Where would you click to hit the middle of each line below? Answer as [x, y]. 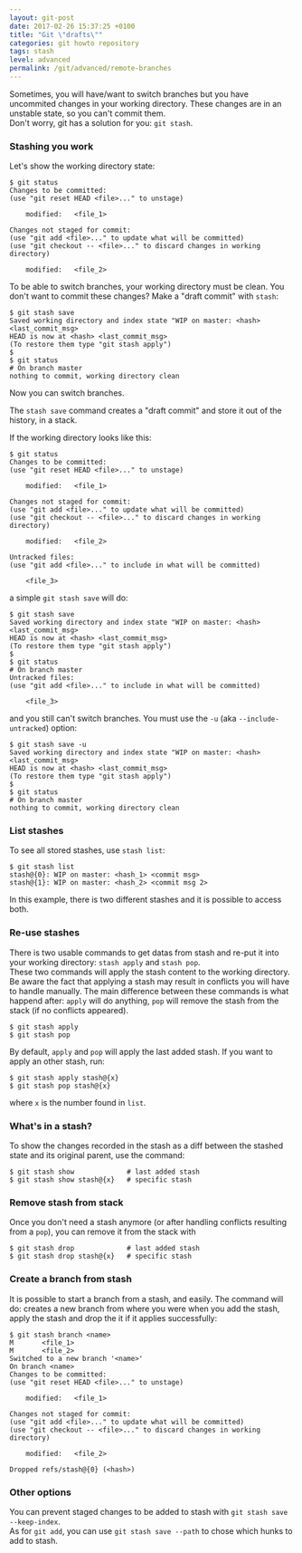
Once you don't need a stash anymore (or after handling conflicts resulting [148, 1222]
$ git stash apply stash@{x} [64, 1078]
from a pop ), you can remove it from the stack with [103, 1232]
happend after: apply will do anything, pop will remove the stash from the [144, 1001]
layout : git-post [42, 18]
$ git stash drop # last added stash [105, 1249]
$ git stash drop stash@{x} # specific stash [101, 1256]
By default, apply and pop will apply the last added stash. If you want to [141, 1051]
